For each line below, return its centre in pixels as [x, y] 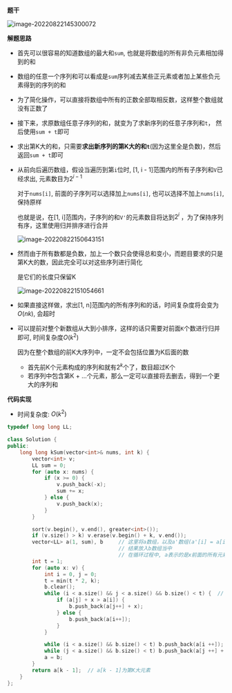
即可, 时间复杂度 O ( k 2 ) [48, 336]
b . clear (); [60, 587]
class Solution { [32, 440]
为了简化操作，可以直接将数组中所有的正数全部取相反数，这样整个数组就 [120, 100]
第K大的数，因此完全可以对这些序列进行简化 [80, 262]
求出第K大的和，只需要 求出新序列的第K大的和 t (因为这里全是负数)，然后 [119, 146]
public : [18, 446]
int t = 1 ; [48, 561]
